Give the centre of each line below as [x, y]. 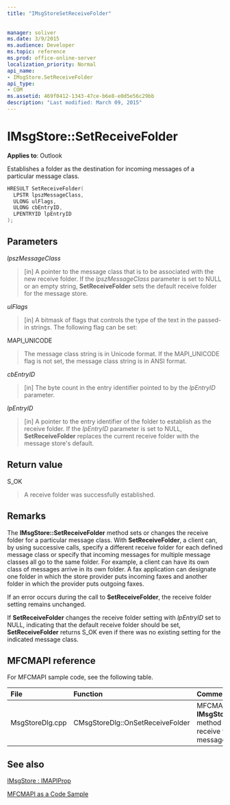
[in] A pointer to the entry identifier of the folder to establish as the [117, 421]
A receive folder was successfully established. [89, 495]
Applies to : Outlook [35, 156]
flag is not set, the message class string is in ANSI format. [105, 361]
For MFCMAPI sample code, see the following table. [80, 677]
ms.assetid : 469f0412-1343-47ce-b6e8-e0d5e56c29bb [81, 97]
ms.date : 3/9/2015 [33, 39]
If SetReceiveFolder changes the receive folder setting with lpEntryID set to [114, 617]
